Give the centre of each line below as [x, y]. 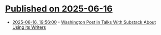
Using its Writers [29, 27]
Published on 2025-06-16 [59, 9]
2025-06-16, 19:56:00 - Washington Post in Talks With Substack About [84, 22]
